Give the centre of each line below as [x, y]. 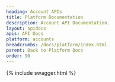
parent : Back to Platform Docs [45, 51]
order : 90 [18, 56]
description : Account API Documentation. [58, 23]
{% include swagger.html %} [41, 72]
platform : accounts [30, 39]
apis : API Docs [25, 34]
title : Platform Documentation [45, 17]
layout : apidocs [26, 28]
